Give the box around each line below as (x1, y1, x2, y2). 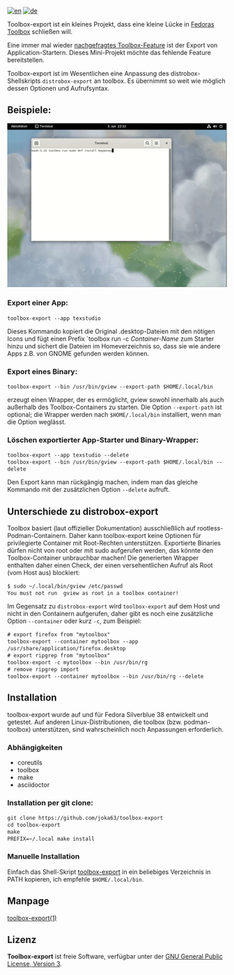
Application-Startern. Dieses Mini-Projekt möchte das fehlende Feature (7, 49, 211, 56)
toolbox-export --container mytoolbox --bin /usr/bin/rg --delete (7, 673, 204, 680)
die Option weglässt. (7, 417, 66, 426)
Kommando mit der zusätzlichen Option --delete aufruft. (7, 485, 171, 494)
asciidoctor (17, 781, 50, 789)
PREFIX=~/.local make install (7, 836, 95, 843)
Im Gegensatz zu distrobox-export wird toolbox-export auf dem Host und (7, 602, 221, 611)
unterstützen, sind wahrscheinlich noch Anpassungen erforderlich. (32, 725, 224, 733)
